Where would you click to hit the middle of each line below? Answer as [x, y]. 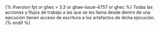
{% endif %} [18, 23]
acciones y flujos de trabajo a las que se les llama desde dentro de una [78, 12]
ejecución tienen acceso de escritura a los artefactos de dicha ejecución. [80, 17]
